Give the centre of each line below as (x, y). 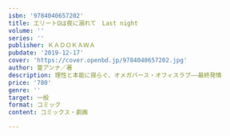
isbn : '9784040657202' (46, 16)
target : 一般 (29, 98)
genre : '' (25, 90)
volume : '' (26, 30)
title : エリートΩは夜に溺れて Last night (73, 23)
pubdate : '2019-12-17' (46, 53)
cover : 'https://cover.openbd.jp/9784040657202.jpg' (98, 61)
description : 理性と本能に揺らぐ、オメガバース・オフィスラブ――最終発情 (115, 75)
